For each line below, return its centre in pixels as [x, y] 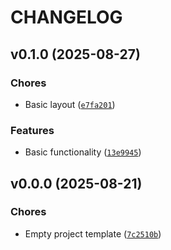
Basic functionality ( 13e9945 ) [83, 152]
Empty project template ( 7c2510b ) [93, 233]
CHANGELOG [66, 17]
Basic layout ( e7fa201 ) [70, 104]
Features [32, 130]
